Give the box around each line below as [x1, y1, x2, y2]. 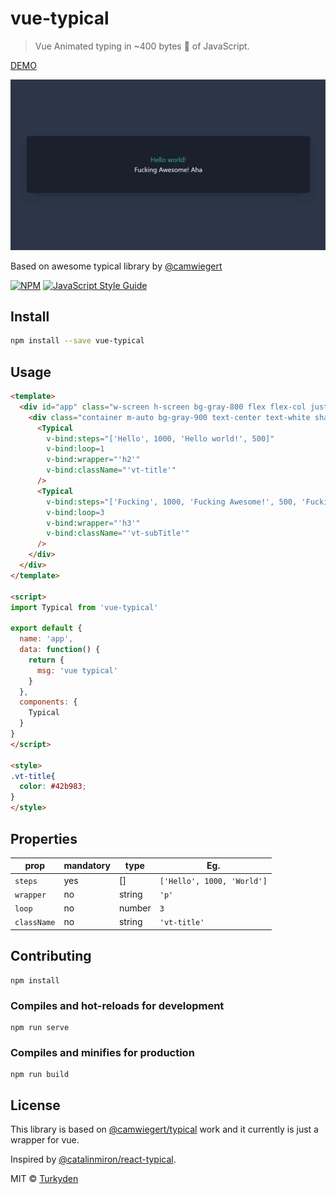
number [118, 902, 152, 914]
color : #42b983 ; [19, 782, 87, 792]
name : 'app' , [19, 634, 74, 644]
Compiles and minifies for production [10, 1045, 195, 1059]
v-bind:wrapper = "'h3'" [46, 518, 141, 528]
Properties [10, 830, 78, 847]
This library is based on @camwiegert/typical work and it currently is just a [10, 1123, 319, 1136]
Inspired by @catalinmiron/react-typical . [10, 1153, 177, 1166]
